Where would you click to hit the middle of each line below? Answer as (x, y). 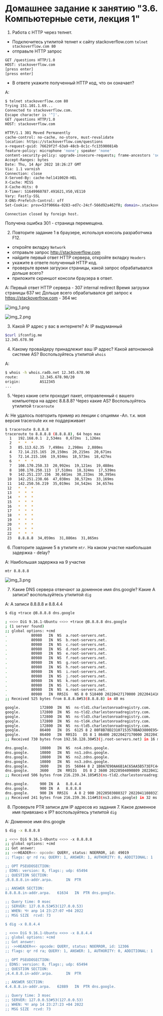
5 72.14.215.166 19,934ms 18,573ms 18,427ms (60, 456)
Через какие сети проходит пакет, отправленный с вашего (73, 395)
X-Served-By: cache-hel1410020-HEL (41, 178)
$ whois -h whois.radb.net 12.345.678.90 (48, 373)
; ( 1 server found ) (25, 627)
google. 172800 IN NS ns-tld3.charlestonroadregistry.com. (78, 717)
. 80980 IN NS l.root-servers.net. (56, 685)
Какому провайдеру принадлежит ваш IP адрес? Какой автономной (83, 349)
